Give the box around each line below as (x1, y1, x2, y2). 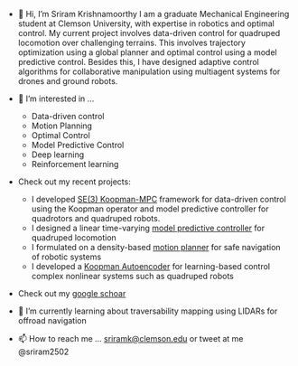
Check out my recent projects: (17, 176, 131, 187)
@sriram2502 (17, 346, 70, 357)
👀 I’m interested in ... (17, 93, 95, 104)
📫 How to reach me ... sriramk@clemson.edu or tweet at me (17, 333, 244, 343)
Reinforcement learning (31, 159, 119, 169)
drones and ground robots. (17, 76, 118, 86)
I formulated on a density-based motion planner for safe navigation (31, 242, 282, 252)
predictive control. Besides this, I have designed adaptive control (17, 57, 259, 67)
